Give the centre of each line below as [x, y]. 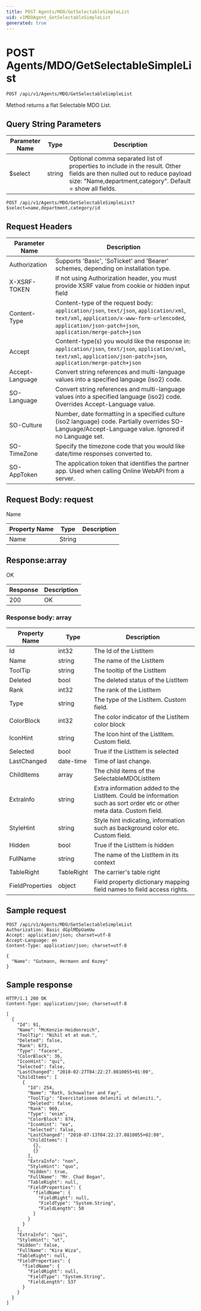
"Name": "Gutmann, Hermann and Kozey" [60, 961]
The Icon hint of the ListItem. [134, 734]
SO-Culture [26, 425]
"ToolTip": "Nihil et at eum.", [57, 1036]
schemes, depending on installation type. [113, 268]
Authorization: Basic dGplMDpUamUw [51, 930]
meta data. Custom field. [128, 811]
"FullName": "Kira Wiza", [49, 1251]
